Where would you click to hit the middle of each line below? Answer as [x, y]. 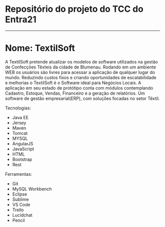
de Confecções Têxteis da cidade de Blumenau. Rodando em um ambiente [81, 67]
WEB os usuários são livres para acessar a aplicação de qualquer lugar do [80, 72]
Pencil [18, 220]
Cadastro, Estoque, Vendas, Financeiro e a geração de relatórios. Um [75, 93]
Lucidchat [22, 215]
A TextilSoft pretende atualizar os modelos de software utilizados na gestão [82, 62]
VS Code [21, 204]
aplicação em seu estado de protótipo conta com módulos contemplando [79, 88]
